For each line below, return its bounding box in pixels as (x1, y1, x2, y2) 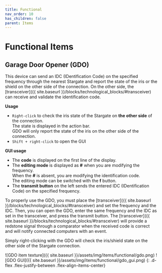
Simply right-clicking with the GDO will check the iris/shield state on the (5, 238, 148, 243)
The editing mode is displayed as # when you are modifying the (12, 163, 140, 168)
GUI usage (5, 148, 27, 154)
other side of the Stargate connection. (5, 243, 81, 249)
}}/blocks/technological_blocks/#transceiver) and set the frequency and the (5, 203, 156, 209)
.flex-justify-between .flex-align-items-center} (14, 262, 105, 269)
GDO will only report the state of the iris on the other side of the (12, 128, 139, 134)
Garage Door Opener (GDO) (5, 61, 89, 69)
